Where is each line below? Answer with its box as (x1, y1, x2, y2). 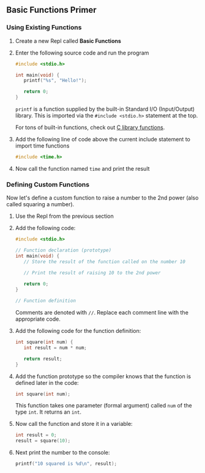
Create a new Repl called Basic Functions (15, 37, 121, 45)
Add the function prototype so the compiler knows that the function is (15, 373, 192, 380)
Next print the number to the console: (15, 449, 110, 456)
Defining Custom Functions (6, 180, 90, 188)
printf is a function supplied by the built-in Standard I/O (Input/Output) (15, 105, 195, 113)
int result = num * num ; (23, 345, 87, 351)
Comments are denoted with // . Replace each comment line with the (15, 309, 188, 316)
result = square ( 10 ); (15, 438, 71, 444)
